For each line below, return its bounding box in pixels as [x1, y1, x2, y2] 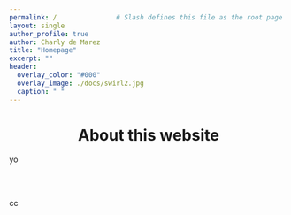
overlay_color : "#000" [17, 71, 101, 80]
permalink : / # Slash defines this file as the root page [9, 12, 283, 22]
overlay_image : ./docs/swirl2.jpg [17, 79, 144, 88]
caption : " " [17, 87, 65, 96]
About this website [78, 125, 219, 145]
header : [9, 63, 38, 72]
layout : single [9, 21, 65, 30]
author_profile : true [9, 29, 89, 38]
